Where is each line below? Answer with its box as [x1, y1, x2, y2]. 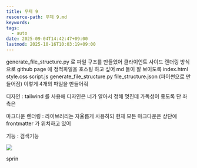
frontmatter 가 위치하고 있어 [6, 120, 72, 127]
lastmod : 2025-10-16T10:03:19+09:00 [6, 42, 96, 48]
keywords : [6, 19, 31, 25]
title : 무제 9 [6, 8, 38, 15]
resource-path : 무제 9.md [6, 14, 68, 20]
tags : [6, 25, 19, 31]
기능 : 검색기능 [6, 132, 39, 139]
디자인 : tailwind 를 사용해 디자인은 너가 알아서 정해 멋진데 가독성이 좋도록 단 [6, 92, 181, 100]
